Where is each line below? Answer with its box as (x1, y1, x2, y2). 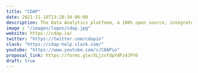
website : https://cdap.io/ (6, 31, 72, 36)
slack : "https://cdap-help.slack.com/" (6, 42, 104, 48)
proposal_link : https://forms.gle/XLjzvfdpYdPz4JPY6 (6, 52, 138, 58)
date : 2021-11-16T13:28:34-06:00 (6, 14, 88, 20)
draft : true (6, 58, 35, 64)
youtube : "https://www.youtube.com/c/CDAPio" (6, 47, 120, 53)
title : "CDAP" (6, 8, 41, 15)
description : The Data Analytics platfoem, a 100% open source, (6, 19, 167, 25)
